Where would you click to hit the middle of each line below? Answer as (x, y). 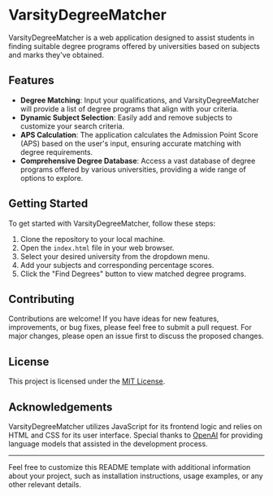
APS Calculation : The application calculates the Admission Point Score (139, 134)
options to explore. (52, 178)
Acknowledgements (61, 407)
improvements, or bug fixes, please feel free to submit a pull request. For (130, 327)
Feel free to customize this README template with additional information (130, 467)
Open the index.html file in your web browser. (97, 248)
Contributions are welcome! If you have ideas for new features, (114, 318)
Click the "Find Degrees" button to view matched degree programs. (133, 274)
